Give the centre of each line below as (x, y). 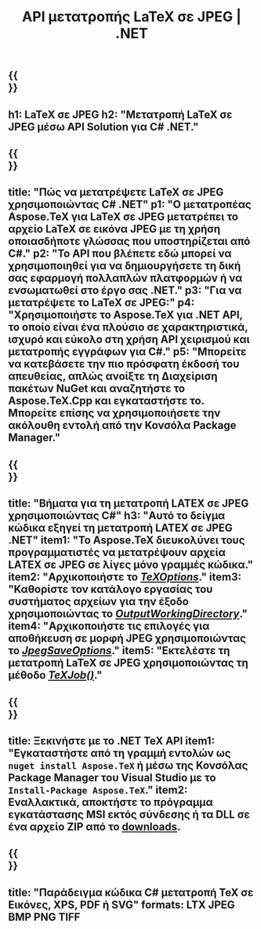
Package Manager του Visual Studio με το (112, 777)
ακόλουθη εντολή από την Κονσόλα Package (122, 425)
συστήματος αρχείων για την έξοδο (99, 602)
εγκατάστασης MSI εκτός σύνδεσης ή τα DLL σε (129, 814)
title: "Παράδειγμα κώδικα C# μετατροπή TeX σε (131, 892)
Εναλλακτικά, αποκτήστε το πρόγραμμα (111, 802)
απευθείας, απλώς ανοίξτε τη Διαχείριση (113, 377)
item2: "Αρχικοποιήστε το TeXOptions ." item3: (125, 577)
